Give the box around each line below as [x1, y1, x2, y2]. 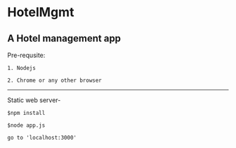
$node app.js [7, 122, 46, 129]
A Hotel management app [7, 32, 122, 44]
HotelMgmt [7, 4, 74, 20]
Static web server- [7, 96, 61, 104]
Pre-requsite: [7, 51, 46, 59]
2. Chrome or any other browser [7, 77, 102, 84]
